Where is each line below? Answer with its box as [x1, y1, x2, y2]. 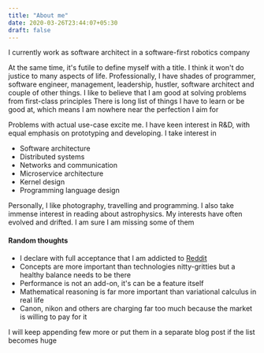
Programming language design [19, 186, 120, 195]
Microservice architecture [19, 169, 104, 178]
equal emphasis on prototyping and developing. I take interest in [8, 128, 217, 138]
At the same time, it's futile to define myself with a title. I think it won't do [8, 63, 244, 72]
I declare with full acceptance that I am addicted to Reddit [19, 253, 207, 262]
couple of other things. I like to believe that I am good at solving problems [8, 88, 247, 98]
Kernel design [19, 177, 65, 187]
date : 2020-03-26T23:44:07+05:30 [8, 19, 118, 27]
